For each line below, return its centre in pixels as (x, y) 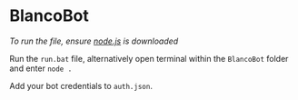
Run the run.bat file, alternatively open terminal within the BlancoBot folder (149, 58)
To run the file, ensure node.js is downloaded (94, 41)
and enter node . (41, 68)
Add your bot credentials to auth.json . (81, 85)
